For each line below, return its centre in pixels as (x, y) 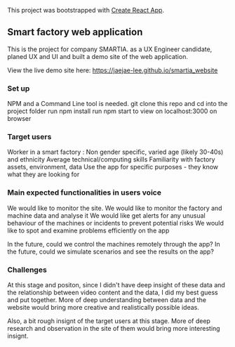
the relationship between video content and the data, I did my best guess (113, 292)
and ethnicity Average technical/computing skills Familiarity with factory (111, 159)
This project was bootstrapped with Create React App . (86, 10)
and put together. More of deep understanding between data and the (107, 300)
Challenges (27, 270)
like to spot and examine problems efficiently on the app (88, 230)
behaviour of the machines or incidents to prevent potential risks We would (116, 223)
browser (19, 119)
